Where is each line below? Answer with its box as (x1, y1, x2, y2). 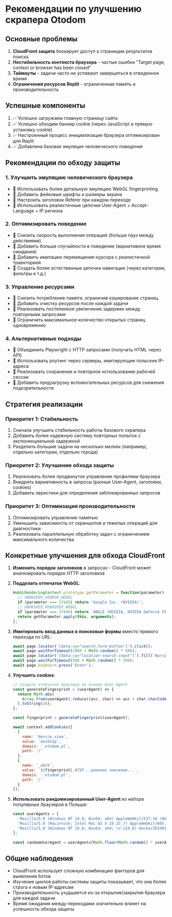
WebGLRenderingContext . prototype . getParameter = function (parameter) (12, 590, 165, 595)
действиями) (12, 237, 41, 243)
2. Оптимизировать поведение (5, 220, 87, 227)
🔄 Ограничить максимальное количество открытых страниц (12, 317, 145, 323)
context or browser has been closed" (12, 65, 91, 70)
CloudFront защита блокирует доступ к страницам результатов (12, 48, 153, 54)
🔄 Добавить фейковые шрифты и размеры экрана (12, 191, 122, 197)
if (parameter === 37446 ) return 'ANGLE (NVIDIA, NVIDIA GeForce (17, 609, 160, 614)
